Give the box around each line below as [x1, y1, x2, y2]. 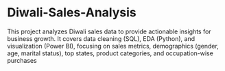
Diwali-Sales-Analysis [7, 5, 137, 20]
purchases [7, 56, 37, 64]
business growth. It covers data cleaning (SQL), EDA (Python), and [7, 34, 196, 42]
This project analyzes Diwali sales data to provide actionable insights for [7, 27, 211, 35]
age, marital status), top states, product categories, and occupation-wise [7, 49, 214, 57]
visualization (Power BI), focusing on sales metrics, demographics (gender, [7, 42, 220, 50]
